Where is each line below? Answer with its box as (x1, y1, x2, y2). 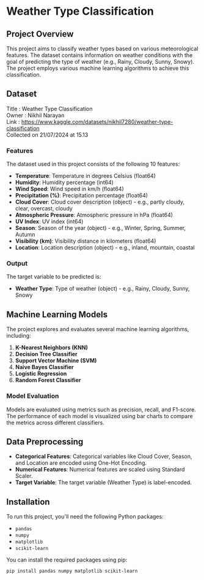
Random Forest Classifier (15, 376, 81, 384)
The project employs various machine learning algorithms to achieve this (6, 64, 189, 72)
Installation (6, 497, 50, 507)
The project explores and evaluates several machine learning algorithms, (6, 326, 189, 333)
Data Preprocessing (6, 437, 84, 447)
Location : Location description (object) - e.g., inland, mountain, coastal (15, 244, 195, 251)
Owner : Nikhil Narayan (6, 112, 65, 119)
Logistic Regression (15, 370, 67, 378)
